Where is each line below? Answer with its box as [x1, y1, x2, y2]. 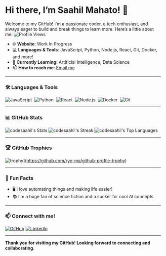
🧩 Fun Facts [5, 174, 34, 181]
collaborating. [5, 245, 35, 251]
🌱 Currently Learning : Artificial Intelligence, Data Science [12, 59, 130, 65]
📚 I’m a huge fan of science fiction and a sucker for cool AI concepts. [12, 194, 155, 200]
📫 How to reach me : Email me [12, 64, 75, 71]
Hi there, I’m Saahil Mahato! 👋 [5, 4, 128, 16]
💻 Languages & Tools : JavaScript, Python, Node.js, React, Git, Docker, [12, 46, 158, 52]
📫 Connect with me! [5, 213, 55, 219]
